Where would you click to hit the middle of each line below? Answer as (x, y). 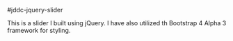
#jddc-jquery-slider (35, 10)
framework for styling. (39, 30)
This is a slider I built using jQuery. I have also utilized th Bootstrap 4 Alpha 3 (117, 23)
